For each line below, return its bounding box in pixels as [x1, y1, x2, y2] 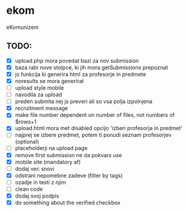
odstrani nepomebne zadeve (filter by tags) [14, 172, 123, 179]
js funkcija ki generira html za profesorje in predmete [14, 70, 146, 78]
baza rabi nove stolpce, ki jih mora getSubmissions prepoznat [14, 64, 169, 71]
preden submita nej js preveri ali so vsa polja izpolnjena [14, 98, 152, 105]
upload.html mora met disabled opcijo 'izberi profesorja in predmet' [14, 125, 183, 132]
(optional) [14, 138, 39, 145]
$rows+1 [14, 118, 37, 125]
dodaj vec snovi [14, 165, 55, 172]
